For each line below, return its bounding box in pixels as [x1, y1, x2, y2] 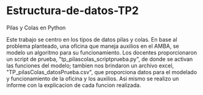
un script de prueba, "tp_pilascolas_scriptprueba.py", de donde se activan [6, 55, 193, 63]
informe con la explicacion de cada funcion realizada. [6, 81, 142, 89]
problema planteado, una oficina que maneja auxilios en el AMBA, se [6, 42, 179, 50]
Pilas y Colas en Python [6, 24, 66, 31]
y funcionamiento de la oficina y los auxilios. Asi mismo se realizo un [6, 75, 179, 82]
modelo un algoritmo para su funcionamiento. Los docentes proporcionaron [6, 48, 197, 56]
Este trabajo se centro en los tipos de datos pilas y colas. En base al [6, 36, 177, 43]
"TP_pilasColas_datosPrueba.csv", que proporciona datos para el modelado [6, 68, 197, 75]
